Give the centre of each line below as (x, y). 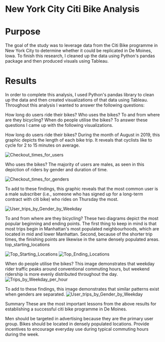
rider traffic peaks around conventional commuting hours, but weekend (77, 269)
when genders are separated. (35, 294)
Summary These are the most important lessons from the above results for (81, 304)
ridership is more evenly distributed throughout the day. (62, 274)
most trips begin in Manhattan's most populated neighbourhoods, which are (82, 229)
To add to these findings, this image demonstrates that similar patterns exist (82, 289)
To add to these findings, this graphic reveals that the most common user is (82, 189)
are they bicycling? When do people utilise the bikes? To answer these (76, 120)
